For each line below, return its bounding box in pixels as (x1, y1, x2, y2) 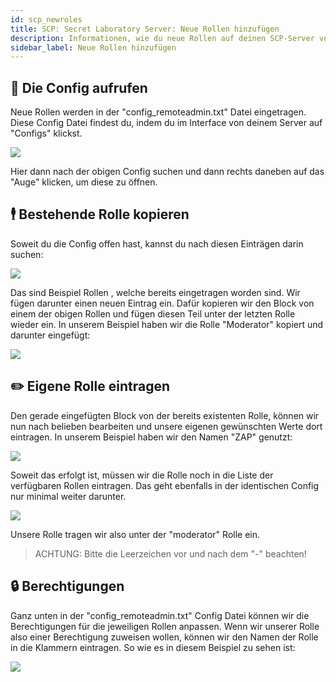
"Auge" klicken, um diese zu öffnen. (10, 176, 158, 188)
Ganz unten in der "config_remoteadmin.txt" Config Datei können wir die (10, 609, 310, 621)
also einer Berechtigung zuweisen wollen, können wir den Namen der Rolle (10, 631, 319, 643)
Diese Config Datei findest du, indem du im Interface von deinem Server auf (10, 117, 323, 129)
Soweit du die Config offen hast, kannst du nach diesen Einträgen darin (10, 237, 304, 250)
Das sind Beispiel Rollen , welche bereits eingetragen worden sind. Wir (10, 286, 301, 298)
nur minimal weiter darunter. (10, 490, 127, 502)
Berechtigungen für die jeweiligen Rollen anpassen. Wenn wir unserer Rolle (10, 620, 320, 632)
